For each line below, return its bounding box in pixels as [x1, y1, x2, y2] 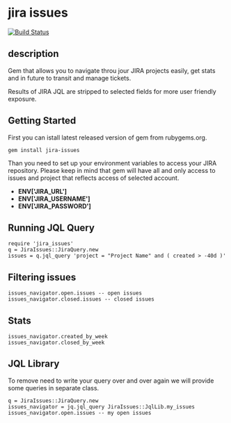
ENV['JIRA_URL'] [17, 187, 67, 195]
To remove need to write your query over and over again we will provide [8, 376, 214, 385]
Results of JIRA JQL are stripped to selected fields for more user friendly [8, 87, 216, 95]
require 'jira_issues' [8, 240, 74, 247]
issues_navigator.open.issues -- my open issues [8, 409, 152, 416]
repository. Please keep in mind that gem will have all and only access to [8, 166, 216, 174]
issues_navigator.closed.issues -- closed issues [8, 296, 155, 303]
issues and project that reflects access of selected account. [8, 174, 180, 182]
